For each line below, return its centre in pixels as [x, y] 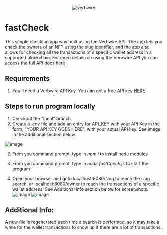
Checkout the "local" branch [42, 118]
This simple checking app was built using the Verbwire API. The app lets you [84, 41]
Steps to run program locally [50, 107]
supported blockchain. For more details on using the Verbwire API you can [82, 57]
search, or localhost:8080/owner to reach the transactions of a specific [86, 184]
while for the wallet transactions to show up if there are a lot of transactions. [83, 227]
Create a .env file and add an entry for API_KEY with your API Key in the [86, 124]
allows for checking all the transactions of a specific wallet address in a [79, 52]
